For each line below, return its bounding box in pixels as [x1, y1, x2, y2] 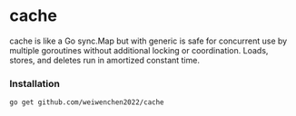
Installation [9, 77, 61, 90]
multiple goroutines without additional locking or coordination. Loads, [9, 44, 269, 55]
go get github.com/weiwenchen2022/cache [9, 98, 165, 107]
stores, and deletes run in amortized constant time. [9, 54, 200, 65]
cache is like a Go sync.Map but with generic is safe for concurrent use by [9, 35, 288, 46]
